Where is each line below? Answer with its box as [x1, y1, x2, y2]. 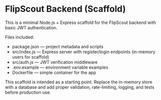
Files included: [5, 34, 35, 40]
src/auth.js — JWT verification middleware [12, 59, 98, 65]
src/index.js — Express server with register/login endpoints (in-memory [12, 49, 156, 55]
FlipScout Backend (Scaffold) [5, 3, 126, 15]
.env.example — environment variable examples [12, 64, 108, 70]
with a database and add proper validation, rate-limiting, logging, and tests [5, 84, 155, 90]
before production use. [5, 89, 51, 95]
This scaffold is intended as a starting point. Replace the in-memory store [5, 79, 152, 85]
